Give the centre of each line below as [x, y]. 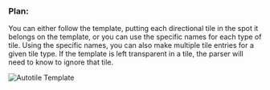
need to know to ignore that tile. [61, 62]
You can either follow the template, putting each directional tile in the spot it [133, 29]
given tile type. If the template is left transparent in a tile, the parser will [126, 54]
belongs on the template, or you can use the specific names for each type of [135, 37]
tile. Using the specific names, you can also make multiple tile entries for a [131, 45]
